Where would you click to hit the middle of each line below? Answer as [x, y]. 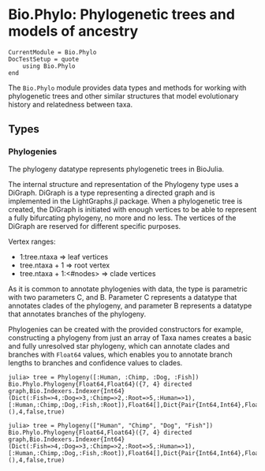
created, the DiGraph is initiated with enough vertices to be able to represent [132, 209]
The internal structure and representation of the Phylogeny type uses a [123, 184]
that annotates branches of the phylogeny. [77, 314]
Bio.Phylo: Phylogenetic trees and [121, 15]
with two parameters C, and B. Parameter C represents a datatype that [123, 297]
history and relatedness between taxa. [70, 104]
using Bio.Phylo [49, 66]
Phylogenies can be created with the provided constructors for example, [126, 329]
